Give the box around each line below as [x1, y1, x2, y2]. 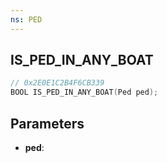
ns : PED [10, 14, 43, 25]
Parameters [10, 115, 85, 132]
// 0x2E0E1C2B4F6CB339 [10, 78, 105, 88]
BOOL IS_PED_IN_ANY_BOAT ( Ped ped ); [10, 87, 159, 98]
